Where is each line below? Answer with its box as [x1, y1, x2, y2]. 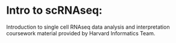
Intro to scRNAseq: [6, 4, 103, 17]
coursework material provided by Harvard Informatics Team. [6, 29, 156, 36]
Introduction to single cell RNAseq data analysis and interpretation [6, 23, 170, 30]
